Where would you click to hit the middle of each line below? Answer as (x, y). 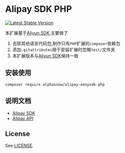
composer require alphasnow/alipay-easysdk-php (55, 84)
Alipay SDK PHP (39, 9)
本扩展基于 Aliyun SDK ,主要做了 (37, 33)
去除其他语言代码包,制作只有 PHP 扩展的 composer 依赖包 (66, 43)
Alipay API (23, 118)
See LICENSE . (19, 146)
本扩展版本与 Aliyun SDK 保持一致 (45, 56)
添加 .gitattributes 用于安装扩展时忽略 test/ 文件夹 (63, 49)
